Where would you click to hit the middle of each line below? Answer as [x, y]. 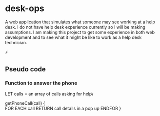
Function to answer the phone [41, 83]
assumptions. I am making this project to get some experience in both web [80, 32]
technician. [16, 42]
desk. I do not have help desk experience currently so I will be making [75, 27]
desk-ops [25, 8]
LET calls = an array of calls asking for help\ [49, 94]
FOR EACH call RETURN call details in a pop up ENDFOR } [63, 108]
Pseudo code [26, 69]
